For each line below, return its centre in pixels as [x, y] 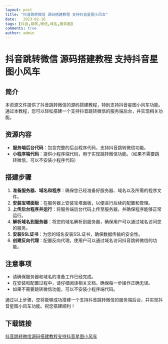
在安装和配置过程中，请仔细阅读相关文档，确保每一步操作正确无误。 [82, 283]
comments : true [21, 28]
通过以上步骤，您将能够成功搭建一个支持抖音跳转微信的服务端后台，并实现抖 [84, 300]
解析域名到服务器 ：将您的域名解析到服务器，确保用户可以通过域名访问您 [87, 221]
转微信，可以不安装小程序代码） [45, 160]
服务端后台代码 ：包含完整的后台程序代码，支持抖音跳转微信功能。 [80, 147]
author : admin [20, 33]
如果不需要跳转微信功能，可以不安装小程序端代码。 [65, 289]
